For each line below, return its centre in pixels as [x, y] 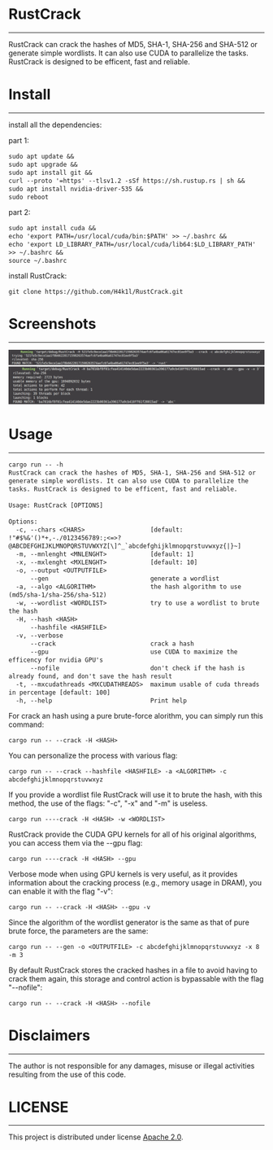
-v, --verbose [39, 636]
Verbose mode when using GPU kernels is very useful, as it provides [123, 874]
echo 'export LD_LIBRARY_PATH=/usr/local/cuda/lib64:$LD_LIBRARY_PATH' [132, 244]
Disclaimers [50, 1035]
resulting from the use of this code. [67, 1074]
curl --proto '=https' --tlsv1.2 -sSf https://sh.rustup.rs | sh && [127, 181]
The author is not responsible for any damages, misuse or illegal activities [132, 1065]
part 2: [19, 212]
